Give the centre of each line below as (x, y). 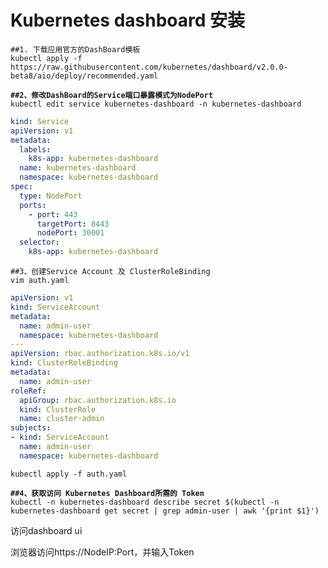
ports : (33, 205)
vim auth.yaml (40, 281)
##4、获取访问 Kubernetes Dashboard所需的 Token (107, 493)
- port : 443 (53, 214)
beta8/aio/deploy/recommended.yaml (84, 76)
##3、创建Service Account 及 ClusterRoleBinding (110, 272)
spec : (21, 187)
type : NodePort (51, 196)
